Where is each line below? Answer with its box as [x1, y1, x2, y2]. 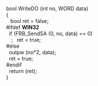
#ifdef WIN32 [6, 24, 39, 31]
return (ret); [8, 68, 37, 74]
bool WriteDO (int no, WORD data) [6, 5, 89, 12]
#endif [6, 61, 22, 68]
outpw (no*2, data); [8, 49, 57, 55]
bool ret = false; [10, 18, 49, 24]
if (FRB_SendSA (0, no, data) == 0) [8, 30, 93, 37]
